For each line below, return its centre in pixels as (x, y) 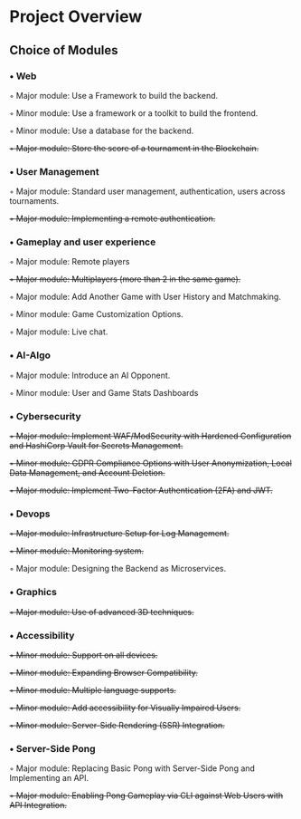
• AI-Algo (30, 355)
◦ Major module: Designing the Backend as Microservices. (118, 569)
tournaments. (34, 201)
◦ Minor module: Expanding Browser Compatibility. (104, 672)
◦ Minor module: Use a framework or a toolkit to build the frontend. (134, 113)
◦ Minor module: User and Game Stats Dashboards (104, 392)
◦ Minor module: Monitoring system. (77, 551)
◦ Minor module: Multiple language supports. (93, 689)
